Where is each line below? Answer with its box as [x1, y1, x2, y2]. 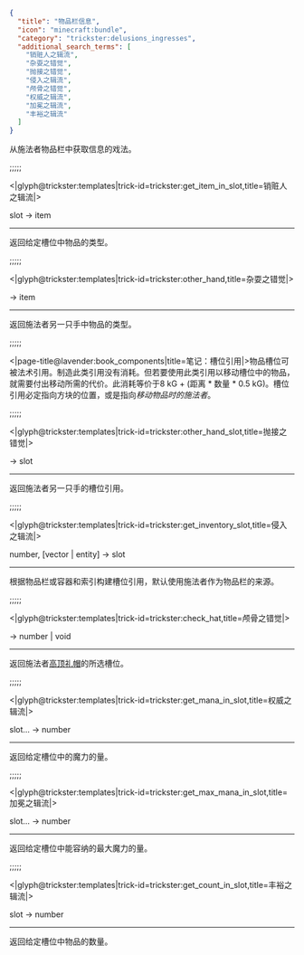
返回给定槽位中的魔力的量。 [9, 752, 113, 762]
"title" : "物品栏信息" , [17, 16, 100, 26]
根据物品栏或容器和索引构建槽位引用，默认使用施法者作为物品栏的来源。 [9, 576, 279, 587]
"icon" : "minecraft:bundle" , [17, 25, 128, 34]
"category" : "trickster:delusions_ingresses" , [17, 33, 196, 43]
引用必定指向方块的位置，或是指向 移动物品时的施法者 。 [9, 390, 215, 401]
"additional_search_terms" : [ [17, 42, 131, 52]
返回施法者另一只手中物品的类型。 [9, 319, 137, 330]
